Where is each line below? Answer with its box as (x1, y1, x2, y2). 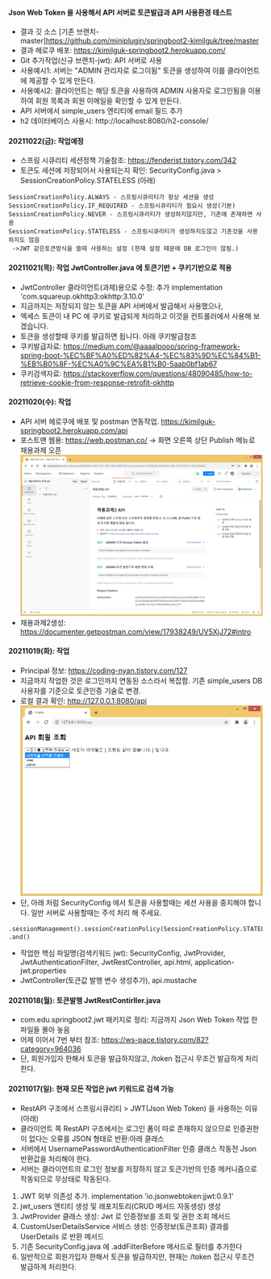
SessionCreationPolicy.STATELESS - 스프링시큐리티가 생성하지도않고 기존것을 (8, 228, 244, 236)
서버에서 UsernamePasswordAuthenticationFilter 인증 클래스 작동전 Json (19, 1143, 256, 1153)
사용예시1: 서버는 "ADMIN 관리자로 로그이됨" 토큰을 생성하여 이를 (19, 65, 226, 76)
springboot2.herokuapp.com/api (19, 425, 128, 435)
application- (194, 957, 236, 968)
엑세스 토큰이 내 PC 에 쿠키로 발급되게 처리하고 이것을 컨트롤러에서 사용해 (19, 311, 252, 320)
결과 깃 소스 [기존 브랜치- (19, 27, 99, 36)
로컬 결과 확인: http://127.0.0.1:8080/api (19, 696, 148, 705)
